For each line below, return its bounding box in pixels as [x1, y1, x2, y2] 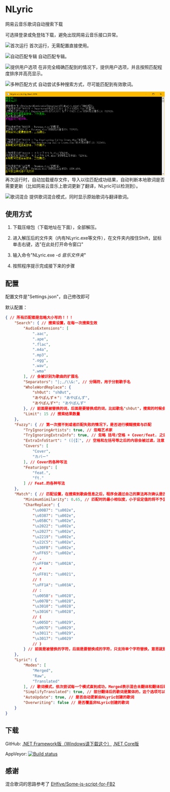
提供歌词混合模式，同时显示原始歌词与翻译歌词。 [29, 194, 132, 200]
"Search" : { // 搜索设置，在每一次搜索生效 [14, 320, 98, 326]
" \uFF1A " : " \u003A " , [32, 582, 76, 588]
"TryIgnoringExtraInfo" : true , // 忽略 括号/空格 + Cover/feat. [23, 433, 157, 438]
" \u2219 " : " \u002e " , [32, 534, 76, 539]
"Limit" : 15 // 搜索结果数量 [23, 411, 80, 416]
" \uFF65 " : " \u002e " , [32, 550, 76, 556]
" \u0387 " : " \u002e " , [32, 513, 76, 518]
